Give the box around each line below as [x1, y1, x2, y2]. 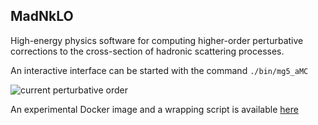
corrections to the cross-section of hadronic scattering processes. [10, 45, 285, 57]
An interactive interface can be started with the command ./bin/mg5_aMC [10, 64, 309, 76]
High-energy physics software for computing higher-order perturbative [10, 34, 304, 46]
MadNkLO [10, 8, 74, 25]
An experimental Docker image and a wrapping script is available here [10, 103, 299, 115]
